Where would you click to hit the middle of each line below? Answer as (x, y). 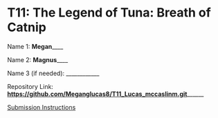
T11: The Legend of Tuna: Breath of (109, 13)
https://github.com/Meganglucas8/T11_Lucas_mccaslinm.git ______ (106, 94)
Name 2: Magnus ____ (38, 59)
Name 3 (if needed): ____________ (53, 73)
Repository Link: (30, 86)
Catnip (27, 27)
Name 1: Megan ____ (35, 46)
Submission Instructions (42, 107)
